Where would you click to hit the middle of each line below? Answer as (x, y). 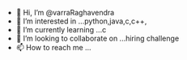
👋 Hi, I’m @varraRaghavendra (65, 13)
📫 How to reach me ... (53, 47)
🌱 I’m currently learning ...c (61, 30)
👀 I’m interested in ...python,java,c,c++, (81, 21)
